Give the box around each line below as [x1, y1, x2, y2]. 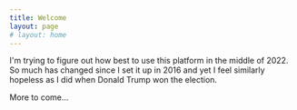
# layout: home [9, 30, 67, 39]
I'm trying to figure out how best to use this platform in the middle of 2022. [9, 55, 289, 66]
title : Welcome [9, 13, 67, 23]
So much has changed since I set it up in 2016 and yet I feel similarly [9, 65, 265, 75]
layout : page [9, 22, 59, 31]
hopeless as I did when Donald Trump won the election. [9, 75, 218, 85]
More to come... [9, 92, 69, 103]
